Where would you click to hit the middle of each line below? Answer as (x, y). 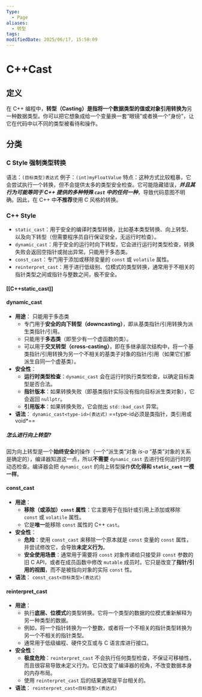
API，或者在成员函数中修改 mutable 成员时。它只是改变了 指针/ (112, 562)
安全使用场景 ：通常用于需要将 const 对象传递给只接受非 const (100, 554)
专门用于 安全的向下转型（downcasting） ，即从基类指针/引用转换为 (106, 324)
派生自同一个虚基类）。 (52, 361)
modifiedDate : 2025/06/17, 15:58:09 (52, 40)
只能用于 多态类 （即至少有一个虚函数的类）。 (78, 339)
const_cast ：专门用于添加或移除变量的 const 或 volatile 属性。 (94, 259)
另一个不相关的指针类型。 (55, 635)
